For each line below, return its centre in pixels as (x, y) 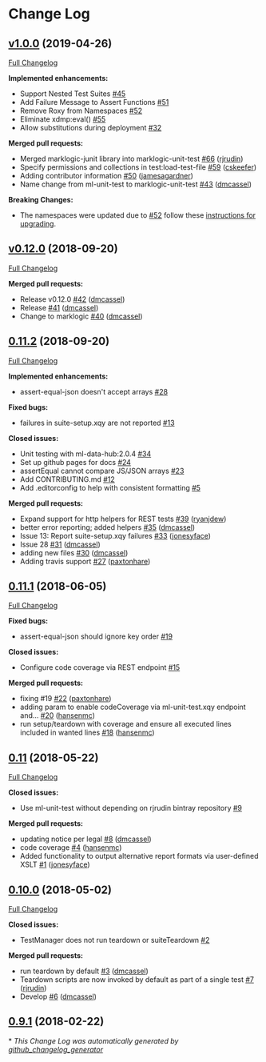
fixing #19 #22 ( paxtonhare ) (66, 699)
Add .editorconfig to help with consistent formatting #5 (110, 487)
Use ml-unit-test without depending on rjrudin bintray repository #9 (131, 808)
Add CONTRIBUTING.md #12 (67, 479)
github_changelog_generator (56, 1049)
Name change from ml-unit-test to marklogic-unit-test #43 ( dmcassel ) (135, 184)
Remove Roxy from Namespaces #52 (81, 110)
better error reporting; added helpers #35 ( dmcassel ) (107, 527)
